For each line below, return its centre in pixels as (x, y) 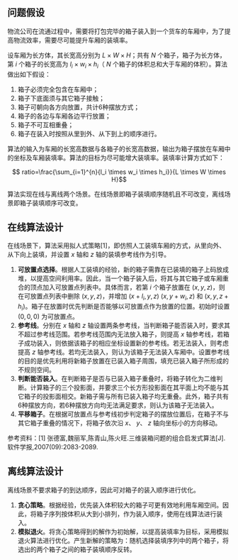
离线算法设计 (35, 472)
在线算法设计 (35, 227)
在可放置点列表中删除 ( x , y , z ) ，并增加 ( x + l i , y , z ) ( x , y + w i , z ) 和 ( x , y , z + (123, 297)
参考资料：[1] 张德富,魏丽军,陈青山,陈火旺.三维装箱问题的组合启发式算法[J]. (117, 438)
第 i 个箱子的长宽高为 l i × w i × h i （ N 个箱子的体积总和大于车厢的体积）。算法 (118, 65)
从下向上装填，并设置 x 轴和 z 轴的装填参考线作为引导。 (89, 255)
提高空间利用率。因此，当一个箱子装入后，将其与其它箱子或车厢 (130, 278)
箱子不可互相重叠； (46, 125)
